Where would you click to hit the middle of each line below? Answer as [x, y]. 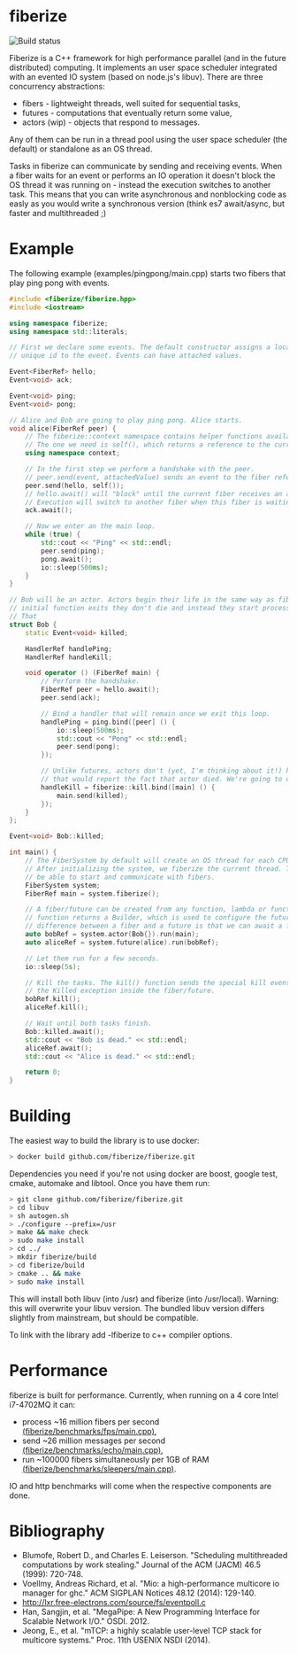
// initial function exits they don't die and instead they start [134, 609]
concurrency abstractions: [57, 86]
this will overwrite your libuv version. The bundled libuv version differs [137, 1308]
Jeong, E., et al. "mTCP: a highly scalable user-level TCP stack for [142, 1631]
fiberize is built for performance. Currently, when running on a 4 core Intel [144, 1395]
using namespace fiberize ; [59, 323]
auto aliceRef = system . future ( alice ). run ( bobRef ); [122, 942]
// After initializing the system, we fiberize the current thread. [154, 869]
